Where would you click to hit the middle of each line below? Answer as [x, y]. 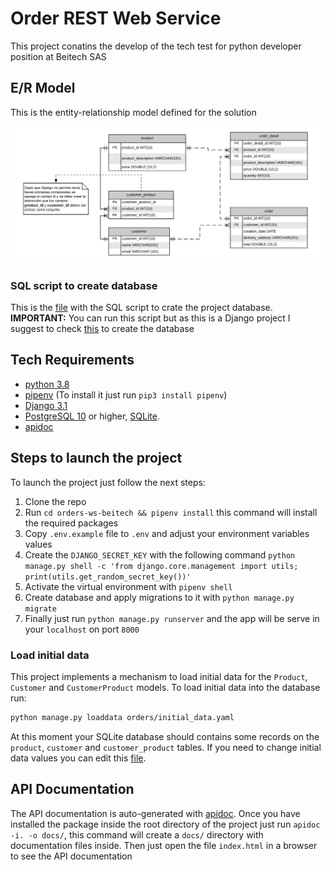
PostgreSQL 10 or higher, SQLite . [92, 416]
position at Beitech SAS [58, 56]
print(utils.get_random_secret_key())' [108, 577]
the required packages [71, 523]
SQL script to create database [84, 285]
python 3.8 [47, 384]
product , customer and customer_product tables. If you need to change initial [166, 747]
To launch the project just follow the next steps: [108, 482]
